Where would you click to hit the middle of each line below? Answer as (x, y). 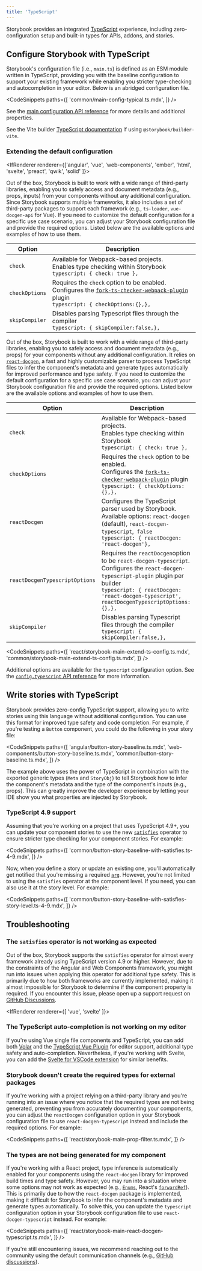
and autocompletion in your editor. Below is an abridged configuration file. (98, 88)
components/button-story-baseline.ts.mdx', (60, 753)
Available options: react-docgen (145, 516)
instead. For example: (80, 1219)
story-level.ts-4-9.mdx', (35, 906)
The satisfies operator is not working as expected (81, 942)
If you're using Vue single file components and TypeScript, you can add (95, 1040)
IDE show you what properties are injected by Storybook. (77, 797)
